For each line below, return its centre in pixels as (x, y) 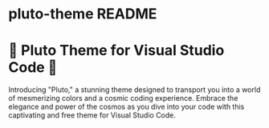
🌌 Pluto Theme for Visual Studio (116, 51)
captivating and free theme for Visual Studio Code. (92, 115)
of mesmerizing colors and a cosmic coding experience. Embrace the (123, 98)
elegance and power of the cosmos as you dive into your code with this (126, 107)
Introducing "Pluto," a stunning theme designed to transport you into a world (134, 90)
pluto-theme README (83, 14)
